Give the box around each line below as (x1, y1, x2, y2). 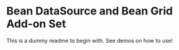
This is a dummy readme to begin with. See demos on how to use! (6, 37, 173, 44)
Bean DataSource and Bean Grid (6, 4, 173, 18)
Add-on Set (6, 17, 66, 31)
